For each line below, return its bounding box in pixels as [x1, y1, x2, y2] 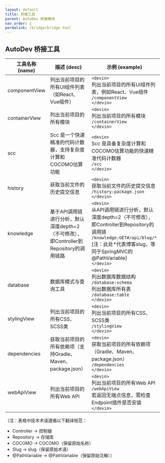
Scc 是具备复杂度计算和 [91, 140, 146, 147]
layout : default [5, 7, 38, 12]
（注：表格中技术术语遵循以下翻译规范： [5, 417, 87, 423]
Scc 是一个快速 [50, 131, 85, 138]
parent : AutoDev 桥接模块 [5, 16, 55, 21]
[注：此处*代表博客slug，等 [91, 241, 156, 247]
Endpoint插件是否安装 [91, 399, 142, 406]
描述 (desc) [55, 63, 82, 70]
